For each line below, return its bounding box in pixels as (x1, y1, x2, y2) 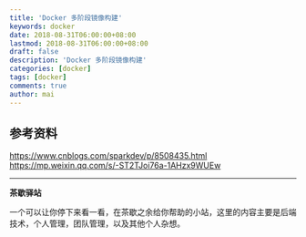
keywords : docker (9, 22, 76, 31)
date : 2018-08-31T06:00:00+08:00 (9, 30, 137, 39)
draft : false (9, 47, 59, 57)
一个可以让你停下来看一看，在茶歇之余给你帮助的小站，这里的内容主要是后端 (9, 207, 297, 218)
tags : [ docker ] (9, 73, 67, 82)
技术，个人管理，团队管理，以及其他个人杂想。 (9, 218, 185, 229)
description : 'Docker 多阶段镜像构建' (9, 56, 148, 65)
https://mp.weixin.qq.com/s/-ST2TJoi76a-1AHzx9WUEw (9, 160, 221, 171)
